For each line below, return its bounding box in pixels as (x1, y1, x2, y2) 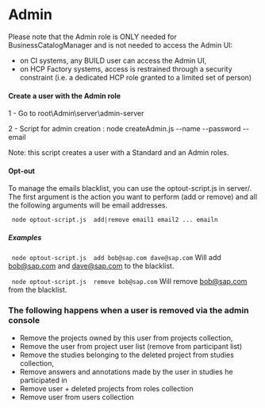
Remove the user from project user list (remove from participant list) (19, 341, 243, 351)
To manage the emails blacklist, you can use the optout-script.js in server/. (8, 184, 252, 193)
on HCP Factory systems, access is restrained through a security (19, 64, 232, 73)
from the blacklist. (8, 285, 67, 295)
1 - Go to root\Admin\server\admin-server (8, 109, 144, 119)
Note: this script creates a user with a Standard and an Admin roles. (8, 148, 229, 157)
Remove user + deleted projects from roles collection (19, 383, 194, 393)
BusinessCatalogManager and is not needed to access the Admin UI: (8, 40, 233, 49)
